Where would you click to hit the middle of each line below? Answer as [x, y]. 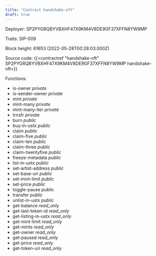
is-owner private [29, 88]
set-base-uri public [32, 173]
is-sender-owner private [38, 93]
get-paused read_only [35, 237]
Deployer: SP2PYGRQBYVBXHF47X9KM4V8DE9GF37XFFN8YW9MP [76, 29]
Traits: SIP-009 [21, 39]
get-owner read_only [34, 232]
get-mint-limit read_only [37, 221]
